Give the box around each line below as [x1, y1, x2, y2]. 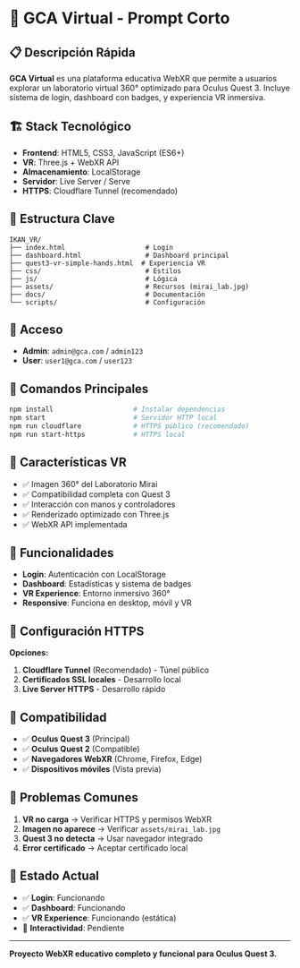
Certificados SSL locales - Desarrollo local [21, 674, 181, 685]
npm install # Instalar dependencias [9, 405, 226, 415]
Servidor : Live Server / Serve [21, 176, 131, 186]
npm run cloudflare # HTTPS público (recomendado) [9, 422, 250, 431]
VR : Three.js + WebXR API [21, 157, 120, 167]
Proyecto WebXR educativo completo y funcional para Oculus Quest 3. [9, 948, 278, 959]
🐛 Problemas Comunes [9, 790, 138, 805]
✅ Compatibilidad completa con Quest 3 [21, 488, 171, 500]
